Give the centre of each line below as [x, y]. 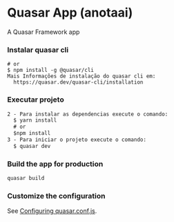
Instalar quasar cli [38, 50]
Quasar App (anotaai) [70, 13]
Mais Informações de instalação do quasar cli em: [81, 76]
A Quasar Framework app [43, 32]
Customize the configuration [56, 196]
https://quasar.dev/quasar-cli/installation [78, 82]
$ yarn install [35, 120]
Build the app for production [55, 164]
